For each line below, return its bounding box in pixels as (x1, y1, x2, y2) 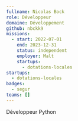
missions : (6, 31, 31, 37)
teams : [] (6, 92, 31, 98)
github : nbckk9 (6, 25, 44, 32)
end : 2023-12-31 (17, 42, 57, 48)
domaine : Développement (6, 20, 65, 26)
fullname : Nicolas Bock (6, 8, 65, 15)
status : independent (17, 48, 67, 54)
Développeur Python (6, 108, 56, 115)
